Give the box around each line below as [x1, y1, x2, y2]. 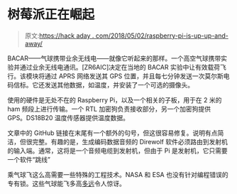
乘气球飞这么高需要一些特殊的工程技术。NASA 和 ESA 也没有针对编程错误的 [7, 170, 228, 178]
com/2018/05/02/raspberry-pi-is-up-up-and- [95, 31, 228, 40]
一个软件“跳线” [7, 155, 51, 163]
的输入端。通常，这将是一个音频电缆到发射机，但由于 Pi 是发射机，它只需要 [7, 146, 228, 155]
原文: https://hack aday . [24, 31, 94, 40]
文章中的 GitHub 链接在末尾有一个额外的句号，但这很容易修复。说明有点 [7, 129, 218, 137]
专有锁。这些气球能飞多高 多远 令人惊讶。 [7, 179, 126, 188]
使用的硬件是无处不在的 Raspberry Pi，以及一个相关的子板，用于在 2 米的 [7, 95, 222, 104]
